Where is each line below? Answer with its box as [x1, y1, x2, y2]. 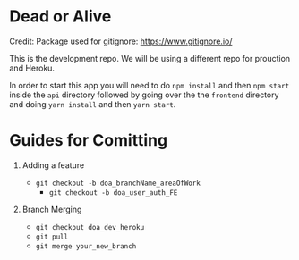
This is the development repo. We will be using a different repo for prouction [9, 53, 291, 63]
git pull [35, 232, 69, 241]
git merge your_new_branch [35, 241, 137, 251]
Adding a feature [21, 159, 85, 171]
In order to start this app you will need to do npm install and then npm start [9, 80, 290, 90]
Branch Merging [21, 204, 82, 214]
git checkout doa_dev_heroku [35, 222, 145, 231]
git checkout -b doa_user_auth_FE [48, 188, 178, 197]
